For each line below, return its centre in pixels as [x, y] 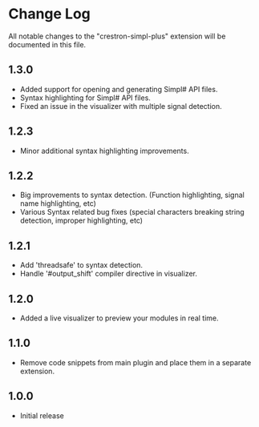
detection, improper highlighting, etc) [81, 220]
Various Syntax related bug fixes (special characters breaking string [132, 212]
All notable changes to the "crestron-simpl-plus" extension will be [117, 36]
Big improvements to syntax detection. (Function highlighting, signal [132, 195]
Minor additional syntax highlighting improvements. [105, 151]
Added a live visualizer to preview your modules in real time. [119, 318]
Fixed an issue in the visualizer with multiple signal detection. [121, 106]
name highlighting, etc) [58, 203]
